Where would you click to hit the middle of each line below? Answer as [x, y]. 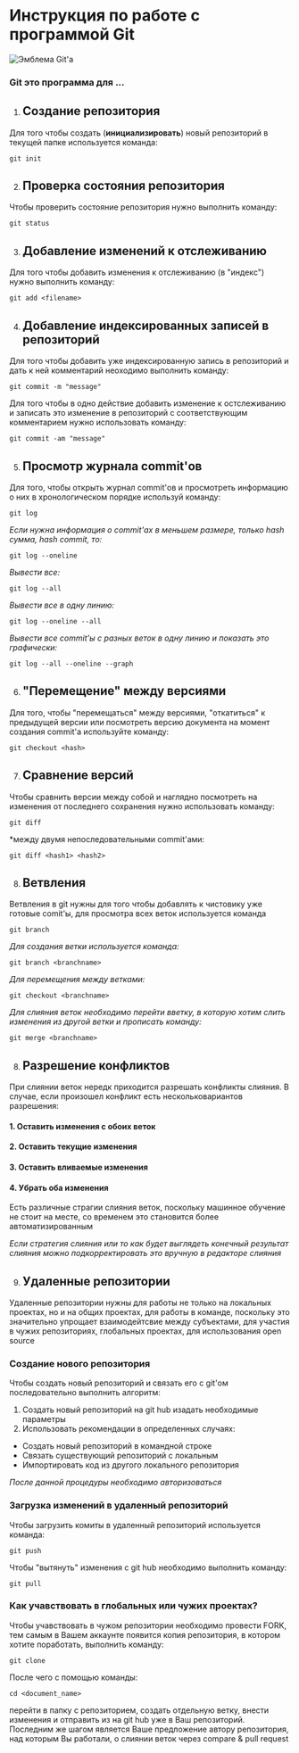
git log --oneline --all [55, 621]
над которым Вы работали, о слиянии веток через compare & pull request [149, 1738]
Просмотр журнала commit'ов [112, 466]
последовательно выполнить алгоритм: [85, 1393]
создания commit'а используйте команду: [89, 732]
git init [25, 158]
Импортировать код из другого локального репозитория [130, 1465]
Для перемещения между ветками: [77, 980]
